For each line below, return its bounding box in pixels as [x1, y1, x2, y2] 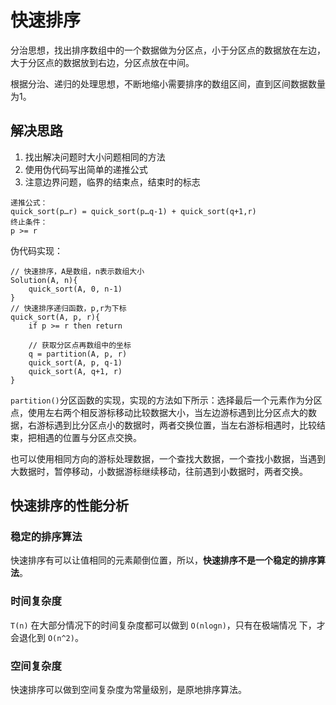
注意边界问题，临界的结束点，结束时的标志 [24, 176, 201, 188]
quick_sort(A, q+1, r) [28, 366, 123, 376]
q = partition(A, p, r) [28, 349, 128, 359]
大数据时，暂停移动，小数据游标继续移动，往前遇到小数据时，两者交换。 [10, 465, 308, 477]
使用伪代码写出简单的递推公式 [24, 163, 148, 175]
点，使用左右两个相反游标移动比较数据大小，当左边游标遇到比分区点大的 [10, 406, 308, 418]
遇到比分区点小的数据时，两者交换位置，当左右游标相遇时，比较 [53, 419, 317, 431]
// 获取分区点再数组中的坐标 [28, 340, 132, 350]
